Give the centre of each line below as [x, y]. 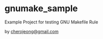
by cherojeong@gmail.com [32, 31]
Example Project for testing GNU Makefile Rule [51, 22]
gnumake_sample [41, 9]
